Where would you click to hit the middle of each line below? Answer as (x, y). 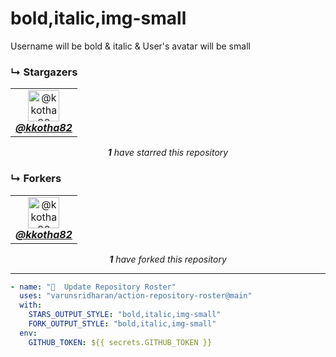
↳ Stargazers (44, 72)
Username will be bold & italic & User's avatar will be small (130, 46)
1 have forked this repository (168, 259)
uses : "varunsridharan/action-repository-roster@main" (136, 296)
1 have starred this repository (168, 153)
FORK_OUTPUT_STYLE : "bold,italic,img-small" (122, 324)
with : (31, 305)
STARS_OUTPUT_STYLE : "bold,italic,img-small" (125, 315)
